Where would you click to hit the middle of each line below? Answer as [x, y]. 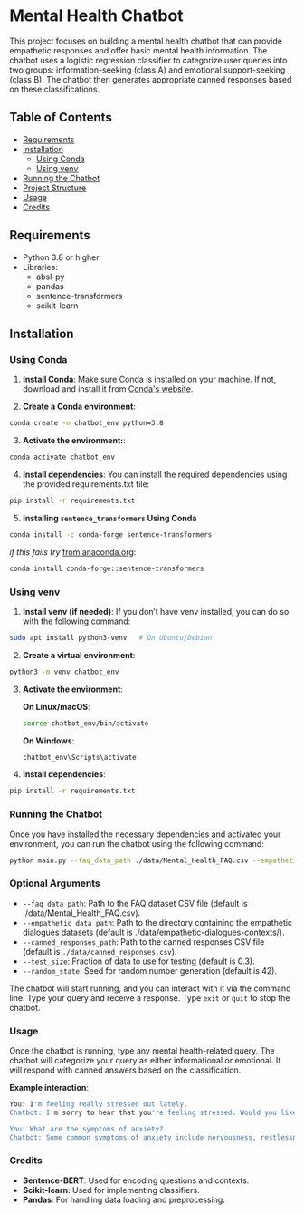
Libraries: [40, 267]
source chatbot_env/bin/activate [85, 723]
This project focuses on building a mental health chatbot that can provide [146, 41]
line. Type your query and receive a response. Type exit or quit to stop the [150, 997]
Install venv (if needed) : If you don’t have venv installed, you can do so [156, 611]
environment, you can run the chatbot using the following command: [137, 843]
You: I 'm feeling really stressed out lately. [99, 1104]
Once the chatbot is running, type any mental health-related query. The [142, 1051]
